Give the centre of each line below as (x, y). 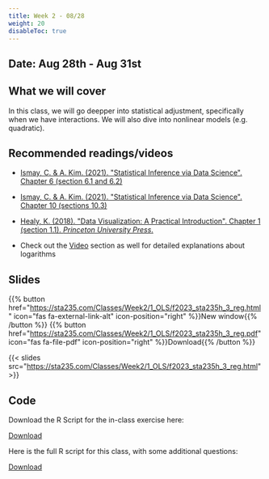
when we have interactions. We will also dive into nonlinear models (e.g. (128, 119)
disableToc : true (38, 31)
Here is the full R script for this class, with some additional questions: (123, 451)
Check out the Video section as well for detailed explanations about (132, 246)
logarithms (38, 254)
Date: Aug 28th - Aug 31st (75, 64)
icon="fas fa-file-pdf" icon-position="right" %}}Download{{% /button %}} (132, 342)
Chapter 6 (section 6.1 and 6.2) (71, 181)
